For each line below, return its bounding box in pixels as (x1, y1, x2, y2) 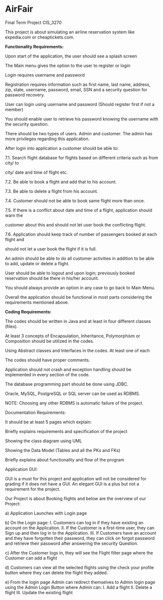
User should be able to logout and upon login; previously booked (5, 270, 135, 276)
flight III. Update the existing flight (5, 589, 73, 595)
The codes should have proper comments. (5, 357, 90, 363)
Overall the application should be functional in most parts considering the (5, 294, 152, 300)
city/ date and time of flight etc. (5, 169, 68, 175)
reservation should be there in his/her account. (5, 275, 99, 281)
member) (5, 106, 23, 112)
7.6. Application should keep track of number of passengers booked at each (5, 231, 157, 237)
